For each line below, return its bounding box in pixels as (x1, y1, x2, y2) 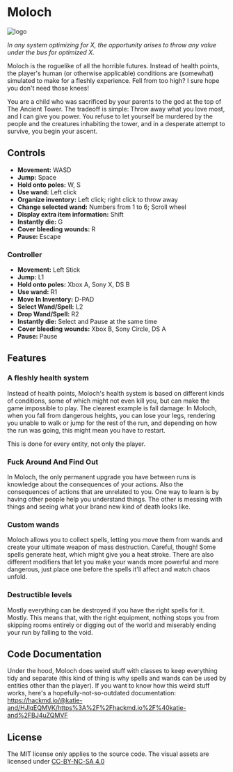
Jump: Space (17, 173, 57, 181)
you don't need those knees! (7, 84, 89, 92)
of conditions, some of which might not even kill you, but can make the (7, 396, 210, 405)
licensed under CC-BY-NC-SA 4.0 (7, 757, 105, 766)
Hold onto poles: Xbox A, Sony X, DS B (17, 280, 130, 289)
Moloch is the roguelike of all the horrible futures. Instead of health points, (7, 61, 220, 70)
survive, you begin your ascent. (7, 127, 98, 135)
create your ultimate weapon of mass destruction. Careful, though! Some (7, 543, 216, 551)
